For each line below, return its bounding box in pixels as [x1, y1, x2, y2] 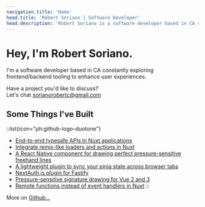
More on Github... [6, 194, 51, 202]
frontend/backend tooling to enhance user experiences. [6, 73, 146, 80]
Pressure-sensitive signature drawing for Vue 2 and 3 [15, 176, 150, 183]
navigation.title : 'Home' [6, 9, 72, 15]
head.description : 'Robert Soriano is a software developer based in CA [6, 20, 195, 26]
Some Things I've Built [6, 109, 94, 119]
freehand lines [15, 156, 52, 164]
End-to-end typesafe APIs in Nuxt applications [15, 137, 132, 144]
